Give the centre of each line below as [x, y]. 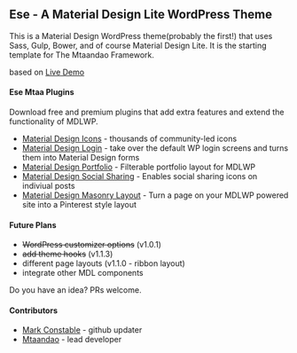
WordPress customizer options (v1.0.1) [92, 245]
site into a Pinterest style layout [79, 205]
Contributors [34, 310]
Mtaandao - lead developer [72, 340]
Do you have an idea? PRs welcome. [75, 290]
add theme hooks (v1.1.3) [67, 254]
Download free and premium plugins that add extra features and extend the [147, 112]
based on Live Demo [47, 72]
